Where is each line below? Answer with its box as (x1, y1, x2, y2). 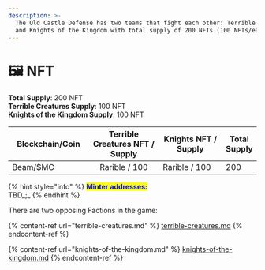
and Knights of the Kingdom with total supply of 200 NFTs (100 (15, 26, 231, 34)
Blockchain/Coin (17, 139, 80, 150)
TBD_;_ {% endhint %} (8, 190, 80, 200)
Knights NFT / (163, 133, 218, 144)
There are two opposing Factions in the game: (8, 206, 158, 216)
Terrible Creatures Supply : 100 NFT (8, 102, 126, 111)
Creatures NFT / (93, 139, 155, 150)
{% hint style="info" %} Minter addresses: (8, 182, 148, 192)
